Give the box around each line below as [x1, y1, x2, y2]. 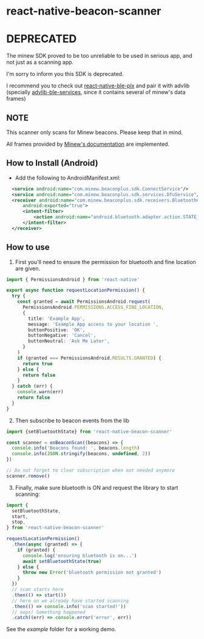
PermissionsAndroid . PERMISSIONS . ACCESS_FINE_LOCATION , [22, 305, 165, 311]
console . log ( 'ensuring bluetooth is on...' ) [22, 552, 137, 559]
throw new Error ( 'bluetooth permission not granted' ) [22, 569, 162, 576]
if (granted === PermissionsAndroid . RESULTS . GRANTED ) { [17, 355, 162, 361]
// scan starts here [12, 587, 64, 593]
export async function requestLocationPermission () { [6, 287, 146, 294]
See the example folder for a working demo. [6, 626, 117, 633]
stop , [12, 519, 26, 526]
